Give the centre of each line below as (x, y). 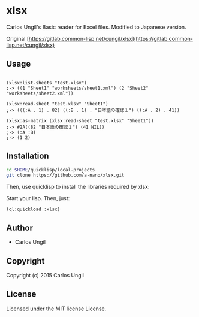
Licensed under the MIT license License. (56, 309)
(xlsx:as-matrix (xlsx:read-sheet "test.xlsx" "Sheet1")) (80, 120)
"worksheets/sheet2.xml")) (40, 93)
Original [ (18, 38)
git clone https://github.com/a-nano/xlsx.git (65, 175)
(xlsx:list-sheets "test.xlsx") (46, 83)
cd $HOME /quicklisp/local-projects (51, 170)
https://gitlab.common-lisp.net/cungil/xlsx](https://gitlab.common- (111, 38)
